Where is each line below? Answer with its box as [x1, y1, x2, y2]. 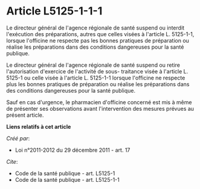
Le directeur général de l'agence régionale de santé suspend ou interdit [6, 24, 185, 31]
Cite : [6, 158, 18, 165]
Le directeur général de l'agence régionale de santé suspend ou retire [6, 61, 180, 69]
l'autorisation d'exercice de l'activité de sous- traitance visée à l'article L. [6, 67, 189, 75]
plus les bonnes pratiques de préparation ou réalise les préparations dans [6, 80, 190, 88]
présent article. [6, 111, 44, 119]
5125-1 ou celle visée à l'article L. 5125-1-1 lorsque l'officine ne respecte [6, 74, 185, 81]
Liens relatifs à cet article [6, 123, 71, 130]
